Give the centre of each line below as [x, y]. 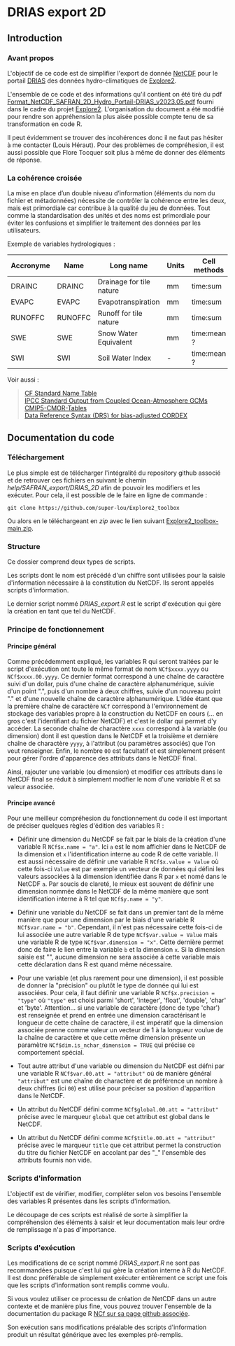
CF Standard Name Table [60, 394]
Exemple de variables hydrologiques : [61, 244]
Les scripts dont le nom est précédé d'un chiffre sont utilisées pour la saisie [116, 576]
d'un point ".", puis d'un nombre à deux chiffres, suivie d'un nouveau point [114, 691]
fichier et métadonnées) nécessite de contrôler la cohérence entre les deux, [117, 201]
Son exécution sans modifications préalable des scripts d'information [107, 1327]
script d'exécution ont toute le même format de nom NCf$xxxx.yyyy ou [108, 669]
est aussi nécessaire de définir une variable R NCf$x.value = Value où [118, 861]
